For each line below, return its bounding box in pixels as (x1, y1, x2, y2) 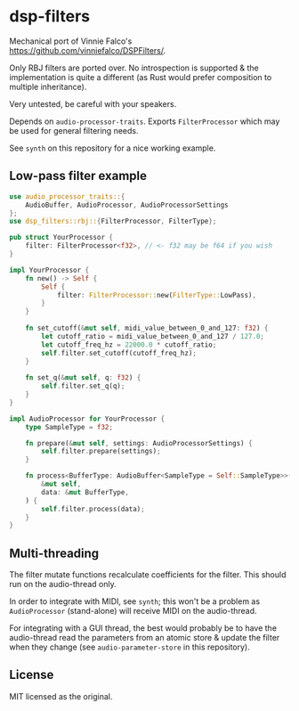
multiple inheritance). (9, 81, 87, 92)
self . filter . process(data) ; (41, 504, 145, 513)
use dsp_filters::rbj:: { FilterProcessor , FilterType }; (9, 217, 217, 226)
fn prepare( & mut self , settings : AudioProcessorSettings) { (25, 438, 253, 447)
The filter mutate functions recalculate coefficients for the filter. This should (9, 569, 287, 580)
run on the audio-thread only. (9, 579, 117, 590)
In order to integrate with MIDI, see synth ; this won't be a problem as (9, 596, 261, 607)
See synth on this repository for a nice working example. (9, 143, 216, 153)
